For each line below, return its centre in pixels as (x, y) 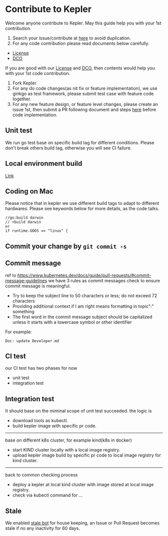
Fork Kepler (24, 83)
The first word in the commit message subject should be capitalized (82, 317)
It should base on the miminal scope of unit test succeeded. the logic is (78, 411)
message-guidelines (26, 280)
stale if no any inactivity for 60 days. (42, 529)
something (23, 311)
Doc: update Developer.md (32, 341)
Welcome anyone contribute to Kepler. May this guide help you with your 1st (83, 23)
